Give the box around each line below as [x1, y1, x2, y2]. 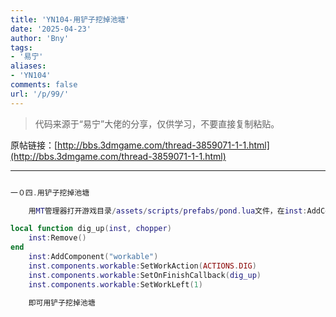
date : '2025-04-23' [10, 24, 92, 34]
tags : [10, 42, 33, 53]
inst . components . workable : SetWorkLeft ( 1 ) [28, 279, 203, 290]
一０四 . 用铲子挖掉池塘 [10, 187, 90, 198]
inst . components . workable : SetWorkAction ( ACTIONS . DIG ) [28, 261, 257, 271]
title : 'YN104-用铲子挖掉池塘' [10, 14, 130, 25]
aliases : [10, 61, 47, 71]
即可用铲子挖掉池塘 [28, 297, 96, 308]
